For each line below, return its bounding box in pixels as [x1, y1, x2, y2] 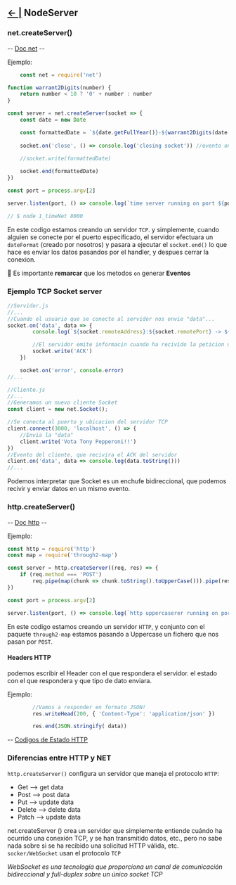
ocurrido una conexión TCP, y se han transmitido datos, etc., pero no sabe [7, 834, 223, 842]
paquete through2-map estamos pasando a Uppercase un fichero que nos [7, 630, 219, 638]
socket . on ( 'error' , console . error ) [20, 367, 124, 374]
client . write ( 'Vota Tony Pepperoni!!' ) [20, 438, 137, 445]
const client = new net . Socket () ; [7, 406, 109, 413]
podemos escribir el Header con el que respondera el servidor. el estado [7, 669, 218, 677]
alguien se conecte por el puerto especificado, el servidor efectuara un [7, 233, 214, 241]
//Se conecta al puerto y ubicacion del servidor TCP [7, 419, 169, 426]
